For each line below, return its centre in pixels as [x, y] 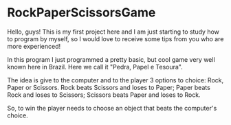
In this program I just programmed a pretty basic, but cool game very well [111, 59]
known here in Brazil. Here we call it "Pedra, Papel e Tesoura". [95, 67]
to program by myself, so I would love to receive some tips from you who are [115, 38]
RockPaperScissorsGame [81, 13]
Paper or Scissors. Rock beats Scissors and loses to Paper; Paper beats [109, 87]
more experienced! [34, 46]
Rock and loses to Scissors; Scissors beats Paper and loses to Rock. [104, 95]
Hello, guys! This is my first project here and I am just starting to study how [113, 32]
